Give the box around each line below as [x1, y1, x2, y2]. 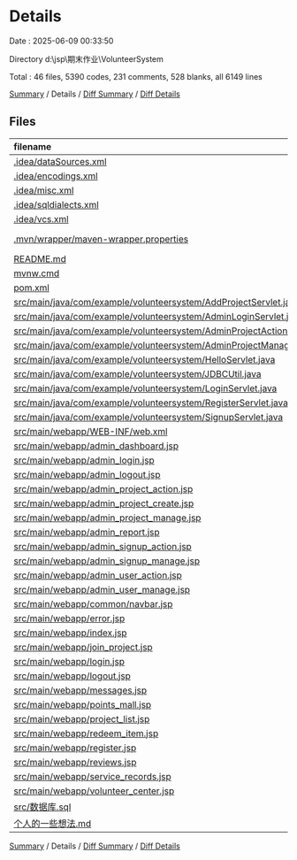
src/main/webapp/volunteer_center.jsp [13, 785, 175, 797]
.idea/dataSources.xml [13, 155, 108, 167]
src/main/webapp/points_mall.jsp [13, 698, 152, 710]
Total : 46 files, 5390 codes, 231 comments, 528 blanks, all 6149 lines [9, 71, 263, 81]
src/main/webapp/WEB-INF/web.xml [13, 425, 168, 437]
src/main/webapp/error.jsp [13, 612, 126, 625]
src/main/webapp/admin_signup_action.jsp [13, 540, 192, 552]
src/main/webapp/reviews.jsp [13, 756, 137, 768]
